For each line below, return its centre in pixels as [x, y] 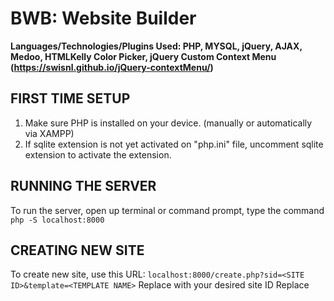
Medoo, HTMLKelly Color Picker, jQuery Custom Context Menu [143, 56]
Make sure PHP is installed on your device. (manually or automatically [168, 123]
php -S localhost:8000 [57, 220]
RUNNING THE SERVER [83, 186]
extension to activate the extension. [98, 154]
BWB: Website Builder [103, 18]
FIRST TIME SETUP [70, 98]
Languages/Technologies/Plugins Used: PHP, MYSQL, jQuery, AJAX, [156, 46]
